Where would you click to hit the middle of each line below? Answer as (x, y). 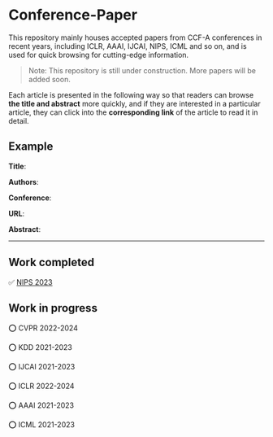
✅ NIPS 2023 (30, 282)
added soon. (49, 79)
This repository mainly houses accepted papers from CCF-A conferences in (135, 37)
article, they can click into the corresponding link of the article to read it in (133, 112)
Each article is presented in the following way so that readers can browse (131, 94)
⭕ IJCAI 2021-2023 (42, 367)
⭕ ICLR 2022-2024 (41, 386)
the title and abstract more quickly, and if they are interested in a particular (135, 103)
